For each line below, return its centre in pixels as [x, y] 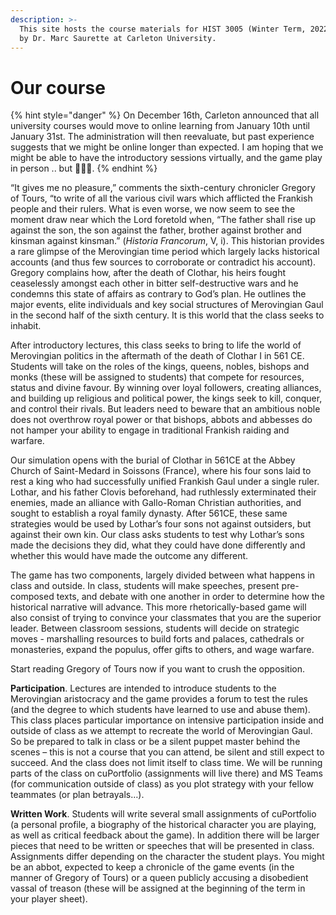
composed [32, 597]
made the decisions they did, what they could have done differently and [158, 545]
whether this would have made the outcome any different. [129, 556]
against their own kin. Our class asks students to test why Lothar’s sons [157, 535]
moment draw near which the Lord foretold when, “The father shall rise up [163, 220]
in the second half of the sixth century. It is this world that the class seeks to [167, 315]
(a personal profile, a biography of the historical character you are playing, [163, 825]
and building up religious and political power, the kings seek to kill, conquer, [166, 398]
